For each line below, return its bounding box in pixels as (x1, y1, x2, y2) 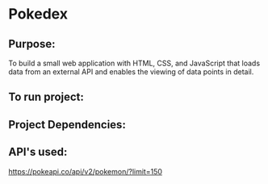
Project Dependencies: (8, 118, 127, 132)
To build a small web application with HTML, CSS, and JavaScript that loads (8, 58, 261, 68)
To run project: (8, 90, 85, 104)
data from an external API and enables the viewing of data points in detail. (8, 67, 254, 77)
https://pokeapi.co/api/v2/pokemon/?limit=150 (8, 166, 163, 176)
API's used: (8, 145, 68, 159)
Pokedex (8, 5, 69, 23)
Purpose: (8, 37, 56, 51)
